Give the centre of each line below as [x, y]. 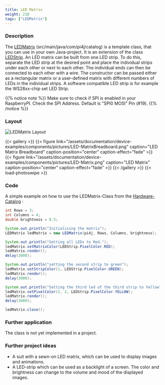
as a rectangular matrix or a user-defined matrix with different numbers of [80, 78]
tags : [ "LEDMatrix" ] [26, 19]
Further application [28, 322]
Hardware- [144, 196]
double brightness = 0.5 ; [31, 220]
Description [19, 36]
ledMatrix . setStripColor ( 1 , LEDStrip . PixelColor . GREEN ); [65, 269]
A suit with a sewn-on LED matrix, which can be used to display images [84, 356]
